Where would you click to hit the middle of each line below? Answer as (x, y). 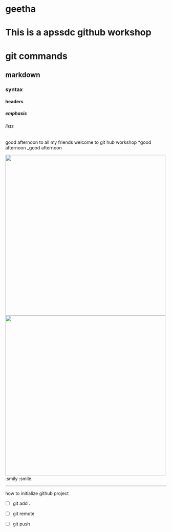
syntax (14, 89)
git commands (36, 56)
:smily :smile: (19, 479)
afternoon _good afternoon (34, 148)
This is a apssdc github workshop (79, 33)
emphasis (16, 113)
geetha (21, 9)
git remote (24, 514)
